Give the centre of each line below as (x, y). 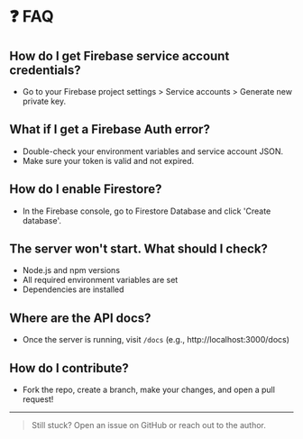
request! (38, 399)
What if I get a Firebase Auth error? (110, 129)
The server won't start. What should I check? (139, 249)
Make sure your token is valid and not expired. (108, 160)
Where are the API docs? (80, 318)
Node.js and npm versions (71, 270)
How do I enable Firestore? (86, 189)
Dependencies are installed (73, 289)
